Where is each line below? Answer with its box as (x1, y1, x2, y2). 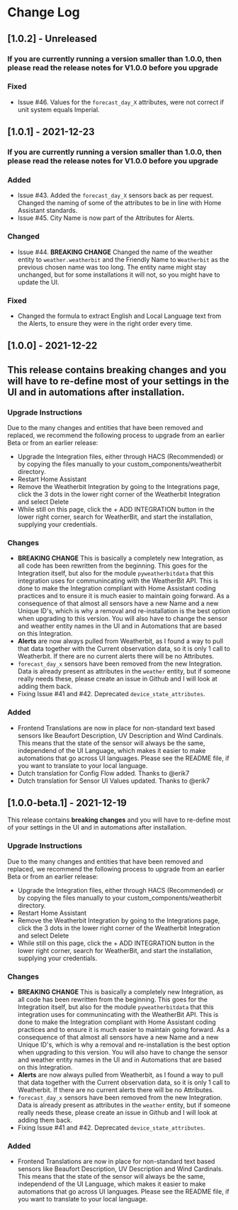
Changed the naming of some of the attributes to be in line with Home (17, 199, 222, 207)
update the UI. (17, 277, 59, 286)
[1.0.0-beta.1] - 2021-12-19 (7, 797, 127, 809)
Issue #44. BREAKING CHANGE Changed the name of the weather (17, 248, 213, 256)
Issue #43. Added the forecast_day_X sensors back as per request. (17, 191, 214, 199)
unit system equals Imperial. (17, 105, 101, 114)
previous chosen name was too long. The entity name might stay (17, 263, 207, 271)
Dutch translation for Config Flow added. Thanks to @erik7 (17, 769, 190, 777)
